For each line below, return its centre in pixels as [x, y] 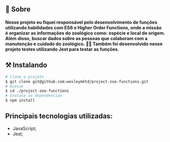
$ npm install [20, 100]
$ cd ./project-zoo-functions [37, 91]
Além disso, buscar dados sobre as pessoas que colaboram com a [77, 38]
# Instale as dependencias [34, 96]
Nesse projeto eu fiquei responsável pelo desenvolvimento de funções [81, 22]
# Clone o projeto [25, 77]
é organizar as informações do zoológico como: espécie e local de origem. [85, 33]
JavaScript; [25, 128]
